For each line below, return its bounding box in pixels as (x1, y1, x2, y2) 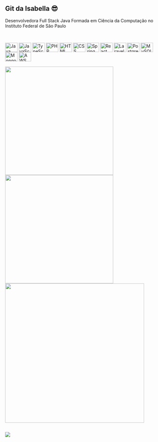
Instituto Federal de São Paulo (5, 23, 66, 29)
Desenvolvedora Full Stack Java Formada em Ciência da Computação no (5, 17, 154, 23)
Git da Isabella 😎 (5, 4, 58, 13)
